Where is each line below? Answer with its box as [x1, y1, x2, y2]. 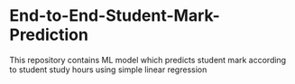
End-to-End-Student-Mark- [9, 5, 221, 26]
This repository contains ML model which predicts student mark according [9, 54, 287, 65]
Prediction [9, 24, 88, 45]
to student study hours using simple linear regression [9, 64, 207, 75]
